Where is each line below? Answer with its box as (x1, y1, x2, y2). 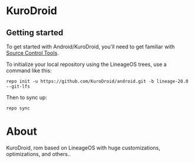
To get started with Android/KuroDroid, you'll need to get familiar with (6, 43, 175, 50)
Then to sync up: (6, 94, 47, 101)
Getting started (6, 28, 64, 38)
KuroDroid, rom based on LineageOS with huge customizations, (6, 144, 160, 151)
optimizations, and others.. (6, 150, 71, 157)
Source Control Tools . (6, 49, 59, 56)
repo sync (6, 105, 31, 111)
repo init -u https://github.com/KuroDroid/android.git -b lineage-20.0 (6, 78, 189, 84)
